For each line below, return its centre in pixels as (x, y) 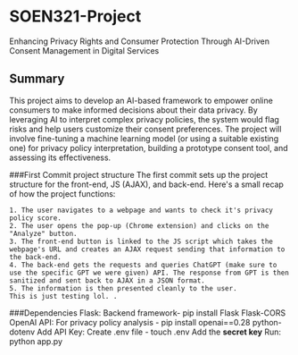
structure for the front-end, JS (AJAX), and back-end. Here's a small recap (146, 184)
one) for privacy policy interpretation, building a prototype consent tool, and (149, 148)
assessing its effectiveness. (60, 157)
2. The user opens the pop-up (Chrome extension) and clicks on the (139, 225)
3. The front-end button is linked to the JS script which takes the (141, 241)
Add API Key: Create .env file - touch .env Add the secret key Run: (159, 332)
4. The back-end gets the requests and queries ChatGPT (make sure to (143, 265)
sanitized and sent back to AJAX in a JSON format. (107, 280)
